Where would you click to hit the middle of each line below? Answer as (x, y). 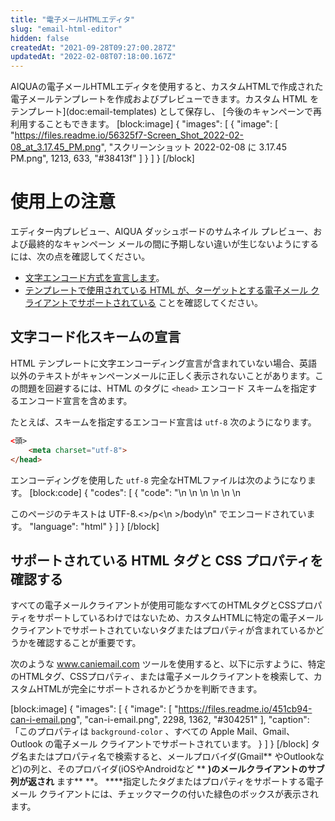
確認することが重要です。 (89, 643)
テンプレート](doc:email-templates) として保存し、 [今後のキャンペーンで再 (166, 112)
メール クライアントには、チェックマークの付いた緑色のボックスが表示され (164, 794)
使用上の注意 (63, 202)
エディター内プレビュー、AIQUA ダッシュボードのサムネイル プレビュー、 (162, 232)
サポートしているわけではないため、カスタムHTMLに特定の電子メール (180, 618)
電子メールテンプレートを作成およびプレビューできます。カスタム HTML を (165, 99)
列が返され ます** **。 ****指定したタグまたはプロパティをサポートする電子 (167, 782)
